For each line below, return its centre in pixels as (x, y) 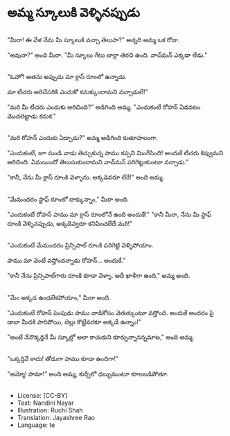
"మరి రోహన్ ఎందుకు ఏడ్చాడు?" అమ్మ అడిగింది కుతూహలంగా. (82, 138)
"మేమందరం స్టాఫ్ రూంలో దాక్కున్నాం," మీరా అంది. (68, 199)
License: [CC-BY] (42, 396)
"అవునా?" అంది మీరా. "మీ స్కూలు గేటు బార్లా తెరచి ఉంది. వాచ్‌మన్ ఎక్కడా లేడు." (107, 55)
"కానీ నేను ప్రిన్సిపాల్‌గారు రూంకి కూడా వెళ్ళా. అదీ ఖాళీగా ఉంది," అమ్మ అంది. (99, 276)
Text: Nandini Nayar (45, 403)
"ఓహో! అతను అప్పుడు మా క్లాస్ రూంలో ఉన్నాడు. (67, 76)
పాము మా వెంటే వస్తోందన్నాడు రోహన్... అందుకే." (67, 261)
